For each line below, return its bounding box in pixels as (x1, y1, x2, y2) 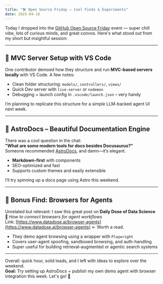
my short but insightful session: (5, 35, 68, 41)
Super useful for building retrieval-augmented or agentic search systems (12, 244, 158, 250)
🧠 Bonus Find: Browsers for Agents (5, 196, 113, 204)
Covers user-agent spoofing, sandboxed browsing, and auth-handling (12, 238, 152, 244)
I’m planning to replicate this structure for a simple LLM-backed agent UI (5, 101, 150, 107)
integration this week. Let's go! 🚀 (5, 273, 71, 279)
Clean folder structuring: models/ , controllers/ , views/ (12, 81, 122, 87)
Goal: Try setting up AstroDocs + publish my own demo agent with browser (5, 268, 156, 274)
